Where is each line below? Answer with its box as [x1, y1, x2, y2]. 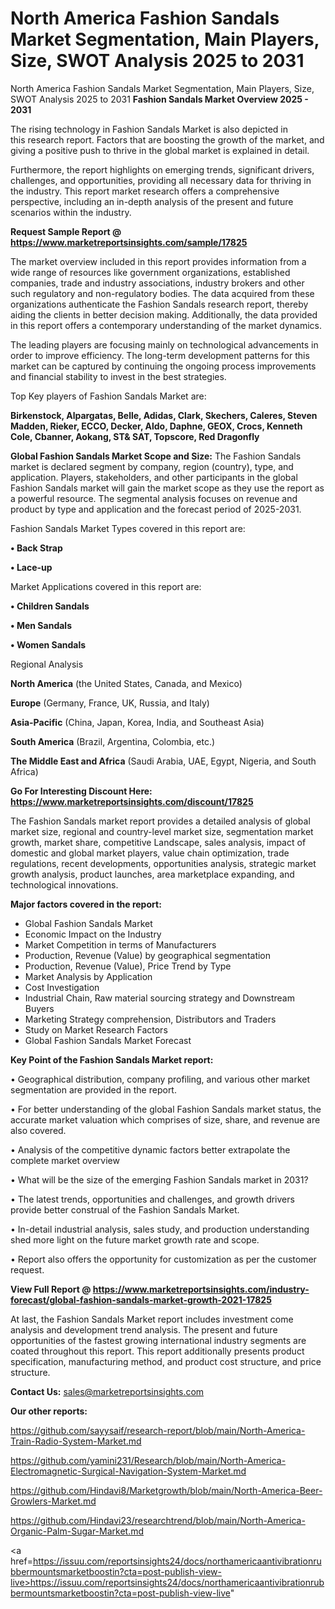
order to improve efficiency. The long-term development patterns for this [10, 349, 310, 361]
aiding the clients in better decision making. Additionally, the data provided [10, 308, 318, 321]
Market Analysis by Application [24, 970, 153, 982]
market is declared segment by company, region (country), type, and [10, 460, 294, 472]
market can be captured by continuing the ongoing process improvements [10, 360, 317, 372]
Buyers [24, 1002, 55, 1014]
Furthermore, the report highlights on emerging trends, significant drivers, [10, 163, 315, 176]
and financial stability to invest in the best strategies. [10, 370, 227, 382]
